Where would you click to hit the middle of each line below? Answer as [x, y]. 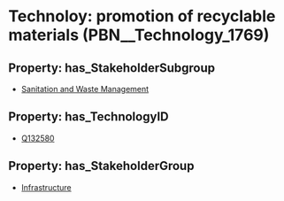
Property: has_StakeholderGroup [101, 166]
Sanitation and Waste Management [85, 89]
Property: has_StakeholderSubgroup [112, 68]
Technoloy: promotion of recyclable [142, 16]
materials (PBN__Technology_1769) [139, 35]
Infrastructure [46, 187]
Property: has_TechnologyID [88, 117]
